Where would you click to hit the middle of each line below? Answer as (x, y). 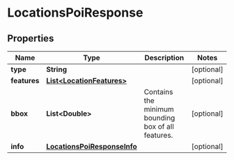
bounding (159, 118)
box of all (159, 126)
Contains (158, 92)
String (57, 69)
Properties (31, 38)
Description (164, 58)
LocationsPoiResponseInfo (92, 146)
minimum (159, 109)
